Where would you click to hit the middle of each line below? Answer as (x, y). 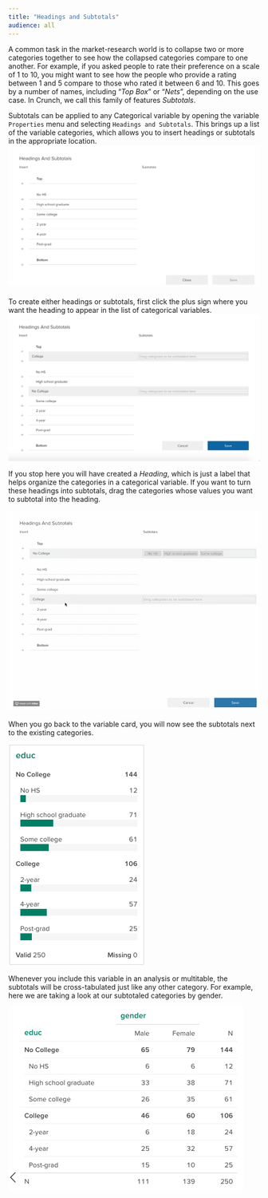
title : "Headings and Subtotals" (64, 17)
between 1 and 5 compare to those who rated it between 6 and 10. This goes (134, 83)
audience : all (32, 25)
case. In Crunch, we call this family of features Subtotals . (102, 100)
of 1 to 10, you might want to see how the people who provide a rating (122, 74)
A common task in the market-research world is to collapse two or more (126, 49)
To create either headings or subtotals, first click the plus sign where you (128, 301)
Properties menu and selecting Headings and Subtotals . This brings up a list (134, 124)
